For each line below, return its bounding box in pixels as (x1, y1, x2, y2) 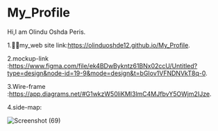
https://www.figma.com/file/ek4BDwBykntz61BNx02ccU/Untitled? (9, 61, 198, 70)
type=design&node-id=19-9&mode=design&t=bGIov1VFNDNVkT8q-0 (7, 69, 206, 77)
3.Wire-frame (7, 82, 46, 90)
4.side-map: (7, 103, 42, 111)
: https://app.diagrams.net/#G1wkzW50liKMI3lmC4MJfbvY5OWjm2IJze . (7, 90, 212, 98)
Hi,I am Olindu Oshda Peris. (7, 28, 86, 36)
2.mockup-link (7, 54, 49, 63)
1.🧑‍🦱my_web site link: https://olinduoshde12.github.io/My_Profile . (7, 41, 191, 49)
